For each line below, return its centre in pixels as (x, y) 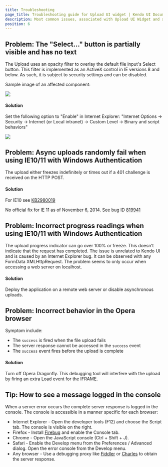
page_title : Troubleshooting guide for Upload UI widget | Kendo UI (78, 15)
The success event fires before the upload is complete (68, 351)
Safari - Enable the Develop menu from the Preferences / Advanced (82, 443)
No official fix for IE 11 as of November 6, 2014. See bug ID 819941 (73, 210)
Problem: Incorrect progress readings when (74, 225)
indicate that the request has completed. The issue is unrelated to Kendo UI (83, 251)
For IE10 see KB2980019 (30, 200)
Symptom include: (24, 331)
